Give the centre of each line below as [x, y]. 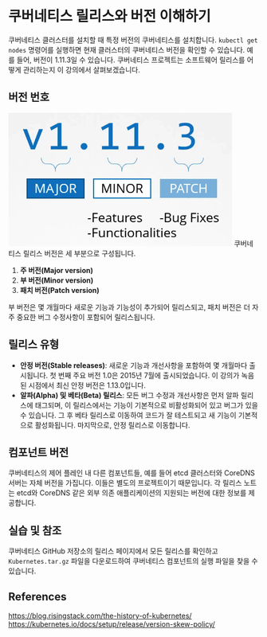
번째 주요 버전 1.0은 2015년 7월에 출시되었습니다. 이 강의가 [149, 375]
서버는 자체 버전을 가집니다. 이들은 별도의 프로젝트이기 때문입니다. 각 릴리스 [125, 483]
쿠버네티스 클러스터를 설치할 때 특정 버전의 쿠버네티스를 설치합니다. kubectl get [133, 40]
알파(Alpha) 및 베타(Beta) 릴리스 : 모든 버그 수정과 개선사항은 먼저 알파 [129, 395]
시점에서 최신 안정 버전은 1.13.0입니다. [87, 385]
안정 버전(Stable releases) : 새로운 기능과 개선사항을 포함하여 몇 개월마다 [133, 365]
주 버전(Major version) [56, 270]
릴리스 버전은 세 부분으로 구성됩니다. [79, 253]
